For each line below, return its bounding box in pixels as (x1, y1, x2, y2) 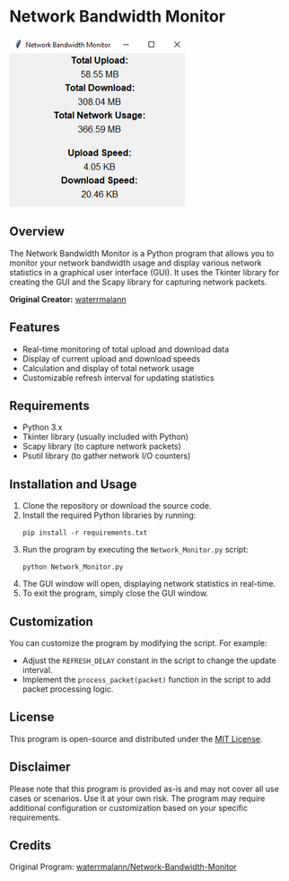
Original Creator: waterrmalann (9, 293, 127, 304)
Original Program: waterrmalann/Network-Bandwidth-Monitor (9, 861, 237, 872)
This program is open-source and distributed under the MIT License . (9, 733, 263, 744)
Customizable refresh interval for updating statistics (22, 372, 215, 383)
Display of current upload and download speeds (22, 353, 201, 364)
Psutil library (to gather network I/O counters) (22, 450, 191, 461)
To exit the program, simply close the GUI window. (22, 588, 209, 598)
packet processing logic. (22, 684, 114, 694)
